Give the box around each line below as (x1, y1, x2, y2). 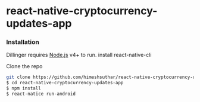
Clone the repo (6, 63, 43, 70)
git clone (6, 74, 31, 81)
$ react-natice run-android (6, 91, 76, 97)
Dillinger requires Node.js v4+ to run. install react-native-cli (6, 52, 152, 59)
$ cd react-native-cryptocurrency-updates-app (6, 80, 124, 86)
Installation (6, 38, 40, 46)
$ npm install (6, 85, 42, 91)
